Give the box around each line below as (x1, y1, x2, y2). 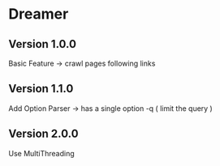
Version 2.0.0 (8, 127, 79, 141)
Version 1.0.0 (8, 37, 77, 51)
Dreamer (8, 5, 69, 23)
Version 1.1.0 (8, 82, 74, 96)
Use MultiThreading (8, 148, 75, 158)
